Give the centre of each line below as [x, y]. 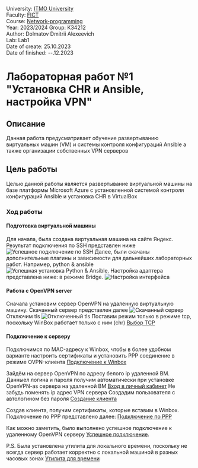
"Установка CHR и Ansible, [75, 89]
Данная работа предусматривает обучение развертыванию [82, 138]
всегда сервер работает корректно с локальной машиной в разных [92, 452]
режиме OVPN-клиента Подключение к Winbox [66, 362]
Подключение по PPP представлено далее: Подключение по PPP [89, 417]
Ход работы [24, 211]
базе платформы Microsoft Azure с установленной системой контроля [95, 190]
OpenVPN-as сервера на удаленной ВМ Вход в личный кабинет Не [91, 386]
